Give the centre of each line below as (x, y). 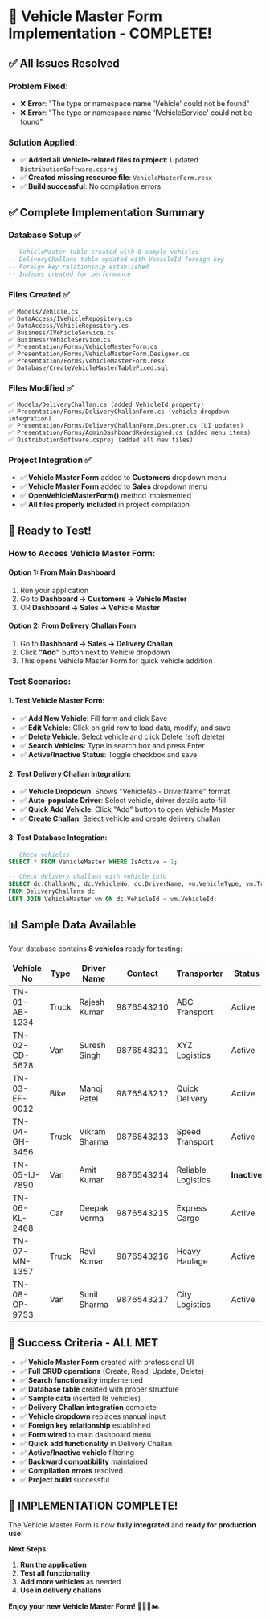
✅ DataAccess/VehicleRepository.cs (69, 326)
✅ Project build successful (65, 1480)
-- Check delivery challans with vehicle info (88, 877)
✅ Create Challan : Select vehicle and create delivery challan (120, 818)
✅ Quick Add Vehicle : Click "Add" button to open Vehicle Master (127, 809)
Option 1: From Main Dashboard (62, 572)
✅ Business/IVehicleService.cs (61, 333)
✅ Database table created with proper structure (99, 1389)
